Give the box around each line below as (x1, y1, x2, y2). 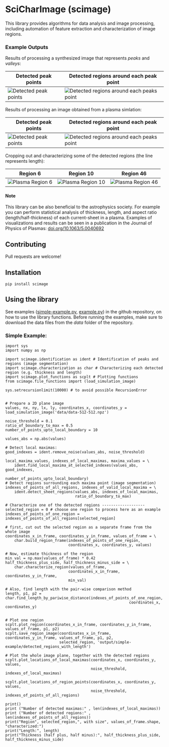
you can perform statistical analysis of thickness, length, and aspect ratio (5, 209, 157, 215)
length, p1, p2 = (5, 591, 42, 596)
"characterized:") (5, 724, 44, 729)
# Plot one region (5, 618, 44, 623)
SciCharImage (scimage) (5, 4, 111, 15)
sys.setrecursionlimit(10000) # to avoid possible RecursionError (5, 388, 147, 393)
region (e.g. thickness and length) (5, 370, 82, 375)
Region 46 (121, 170, 147, 177)
